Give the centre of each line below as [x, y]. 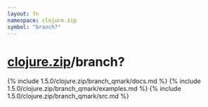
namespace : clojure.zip [42, 20]
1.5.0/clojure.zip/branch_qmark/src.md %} [68, 96]
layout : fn [23, 14]
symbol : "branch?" [34, 27]
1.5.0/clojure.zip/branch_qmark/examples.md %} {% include [94, 89]
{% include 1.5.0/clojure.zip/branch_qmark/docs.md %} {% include [104, 81]
